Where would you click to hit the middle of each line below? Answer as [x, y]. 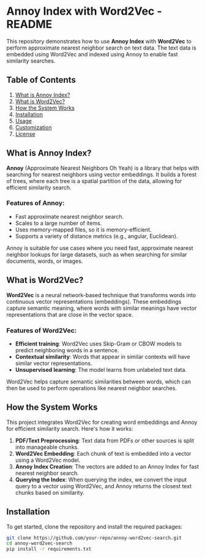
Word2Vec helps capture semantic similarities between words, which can [99, 382]
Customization [33, 127]
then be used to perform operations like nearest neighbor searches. [92, 388]
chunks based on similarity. [50, 492]
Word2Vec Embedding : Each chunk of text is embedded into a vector [103, 453]
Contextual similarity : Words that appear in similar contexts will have [102, 356]
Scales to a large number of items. [58, 223]
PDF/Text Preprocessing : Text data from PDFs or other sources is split [105, 440]
